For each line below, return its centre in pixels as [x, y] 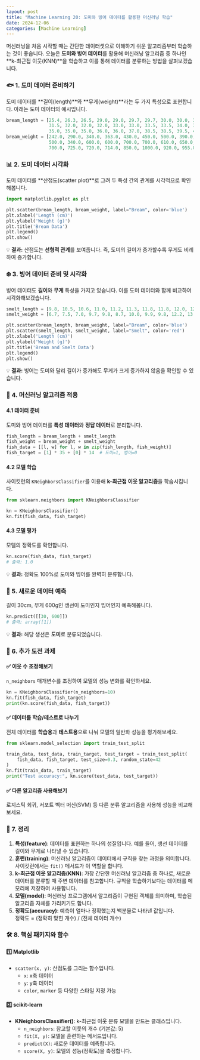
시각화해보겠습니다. [29, 298]
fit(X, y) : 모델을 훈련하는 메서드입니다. [71, 1036]
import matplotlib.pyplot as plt [48, 199]
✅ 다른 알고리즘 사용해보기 [37, 790]
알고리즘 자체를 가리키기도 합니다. [54, 903]
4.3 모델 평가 [21, 531]
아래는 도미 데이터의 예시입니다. [51, 109]
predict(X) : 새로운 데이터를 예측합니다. [70, 1043]
